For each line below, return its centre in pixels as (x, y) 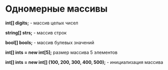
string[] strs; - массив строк (36, 32)
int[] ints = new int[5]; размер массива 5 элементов (61, 52)
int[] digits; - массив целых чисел (42, 23)
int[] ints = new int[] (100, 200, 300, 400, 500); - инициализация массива (84, 62)
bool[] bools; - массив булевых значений (50, 42)
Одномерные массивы (56, 9)
